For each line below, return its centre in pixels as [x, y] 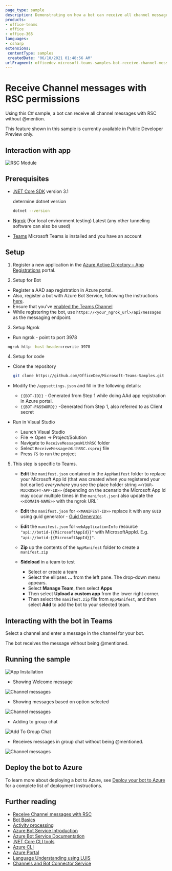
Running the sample [38, 659]
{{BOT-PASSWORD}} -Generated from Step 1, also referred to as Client [91, 406]
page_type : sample [25, 10]
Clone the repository [34, 366]
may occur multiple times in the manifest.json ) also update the [87, 496]
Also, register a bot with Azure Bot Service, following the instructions [85, 295]
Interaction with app [38, 150]
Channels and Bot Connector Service [52, 863]
